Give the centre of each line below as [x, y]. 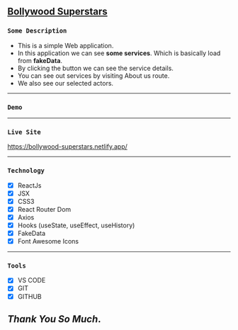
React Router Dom [44, 209]
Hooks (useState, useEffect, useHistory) [76, 225]
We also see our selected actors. [66, 83]
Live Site [24, 132]
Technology [26, 171]
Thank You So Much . [54, 319]
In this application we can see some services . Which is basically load [119, 53]
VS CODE [32, 280]
